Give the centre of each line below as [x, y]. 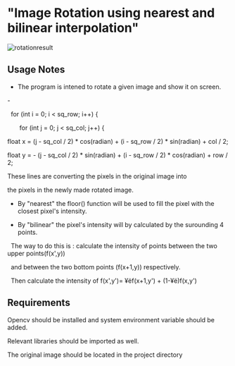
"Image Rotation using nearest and [111, 13]
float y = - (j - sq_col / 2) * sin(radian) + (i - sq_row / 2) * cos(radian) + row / [118, 155]
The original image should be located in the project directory [95, 355]
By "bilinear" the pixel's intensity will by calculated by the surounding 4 [120, 224]
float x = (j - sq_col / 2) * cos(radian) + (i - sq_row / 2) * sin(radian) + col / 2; [118, 141]
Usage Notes [36, 69]
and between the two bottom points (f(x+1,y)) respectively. [95, 267]
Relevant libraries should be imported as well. [73, 341]
